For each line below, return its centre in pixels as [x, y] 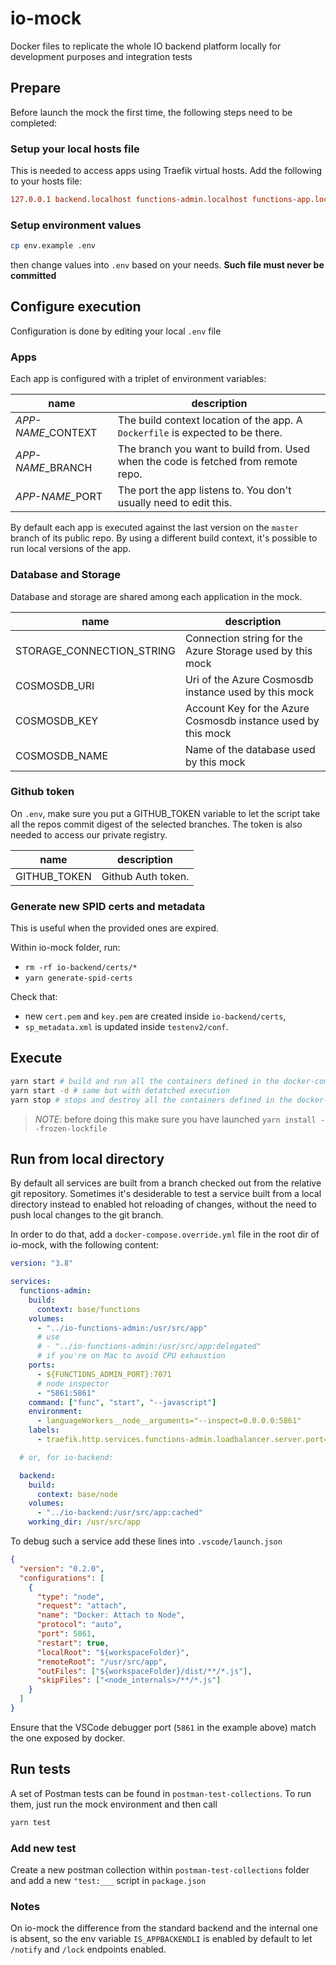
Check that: [34, 997]
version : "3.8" [42, 1263]
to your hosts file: [46, 181]
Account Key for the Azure [247, 708]
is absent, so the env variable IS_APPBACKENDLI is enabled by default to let [161, 1939]
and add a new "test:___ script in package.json [108, 1880]
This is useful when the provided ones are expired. [115, 928]
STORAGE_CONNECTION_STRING [95, 650]
